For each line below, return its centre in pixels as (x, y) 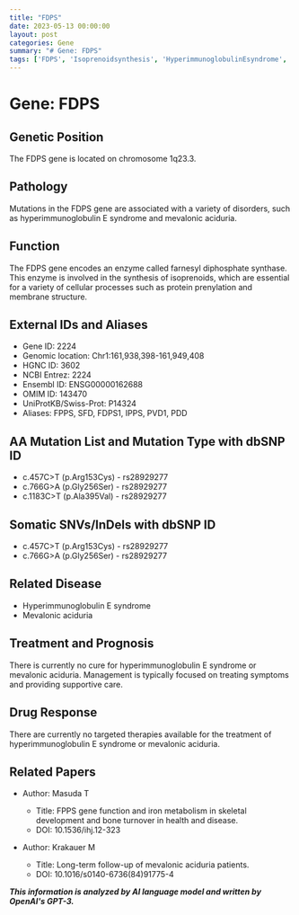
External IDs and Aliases (79, 325)
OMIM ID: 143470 (55, 394)
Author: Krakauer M (59, 848)
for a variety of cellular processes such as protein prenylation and (131, 287)
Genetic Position (57, 137)
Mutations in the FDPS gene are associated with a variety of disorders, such (150, 209)
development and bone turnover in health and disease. (137, 821)
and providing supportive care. (66, 684)
